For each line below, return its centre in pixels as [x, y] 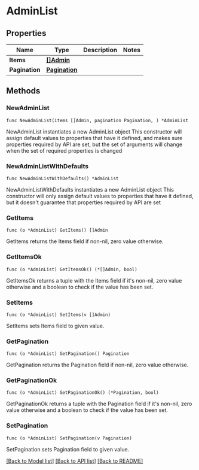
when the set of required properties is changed [64, 150]
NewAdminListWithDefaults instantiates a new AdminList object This [90, 189]
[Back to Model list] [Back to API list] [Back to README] [75, 461]
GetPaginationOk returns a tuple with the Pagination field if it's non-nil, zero [99, 404]
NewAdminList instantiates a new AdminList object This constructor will [94, 131]
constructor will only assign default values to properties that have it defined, [100, 196]
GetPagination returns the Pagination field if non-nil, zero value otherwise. [97, 365]
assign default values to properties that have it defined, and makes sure [94, 138]
